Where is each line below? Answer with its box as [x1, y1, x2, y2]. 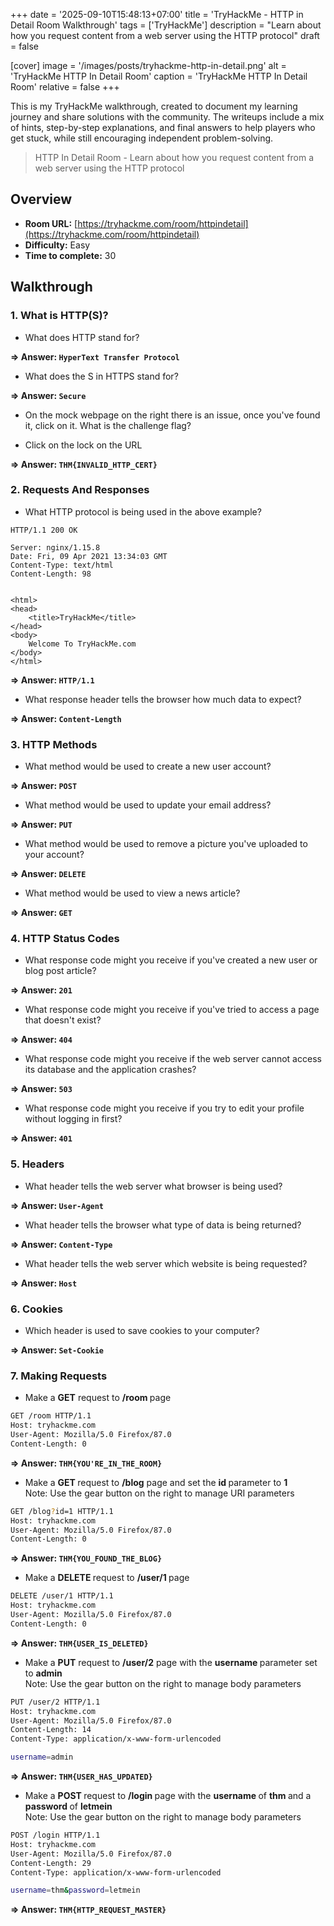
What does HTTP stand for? [24, 331, 140, 343]
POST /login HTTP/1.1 [10, 1830, 101, 1841]
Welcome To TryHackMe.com [28, 639, 137, 649]
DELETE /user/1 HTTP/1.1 [10, 1591, 114, 1601]
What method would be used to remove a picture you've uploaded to [24, 838, 308, 850]
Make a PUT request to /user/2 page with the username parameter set [24, 1656, 318, 1668]
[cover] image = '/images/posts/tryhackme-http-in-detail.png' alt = [10, 60, 287, 71]
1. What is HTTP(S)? [10, 309, 109, 323]
